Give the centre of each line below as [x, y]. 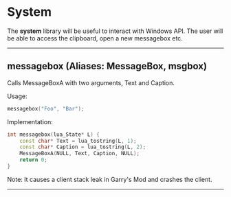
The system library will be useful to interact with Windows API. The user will [115, 31]
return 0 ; [34, 160]
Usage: [17, 96]
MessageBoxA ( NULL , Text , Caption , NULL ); [79, 154]
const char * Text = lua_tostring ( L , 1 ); [78, 141]
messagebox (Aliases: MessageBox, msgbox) [107, 66]
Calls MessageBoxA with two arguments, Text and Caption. [91, 82]
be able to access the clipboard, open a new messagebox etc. [95, 38]
